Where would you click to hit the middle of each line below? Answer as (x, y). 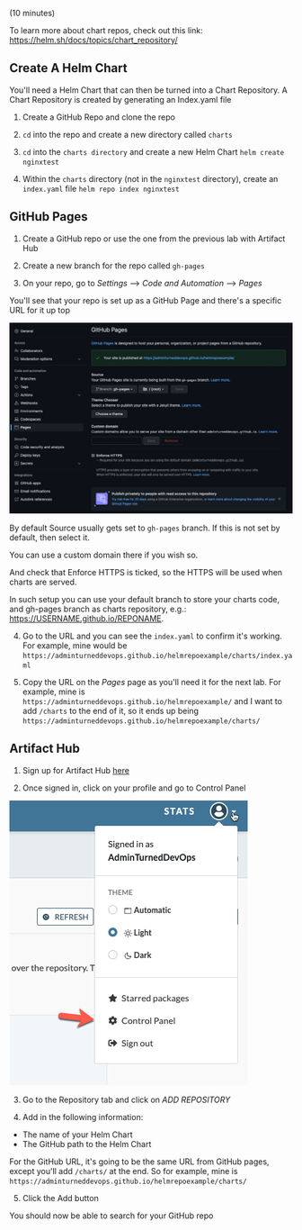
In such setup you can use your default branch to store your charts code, (145, 599)
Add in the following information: (83, 1117)
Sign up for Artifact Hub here (76, 770)
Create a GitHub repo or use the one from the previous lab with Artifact (154, 239)
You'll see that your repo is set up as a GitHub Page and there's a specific (146, 300)
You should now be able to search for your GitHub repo (111, 1216)
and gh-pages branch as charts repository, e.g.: (98, 609)
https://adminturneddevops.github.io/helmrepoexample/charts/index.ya (157, 656)
